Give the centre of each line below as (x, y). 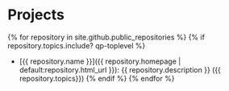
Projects (36, 15)
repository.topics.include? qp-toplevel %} (77, 45)
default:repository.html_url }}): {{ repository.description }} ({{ (120, 69)
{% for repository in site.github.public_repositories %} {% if (106, 37)
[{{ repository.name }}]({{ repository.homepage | (100, 61)
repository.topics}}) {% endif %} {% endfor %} (97, 78)
